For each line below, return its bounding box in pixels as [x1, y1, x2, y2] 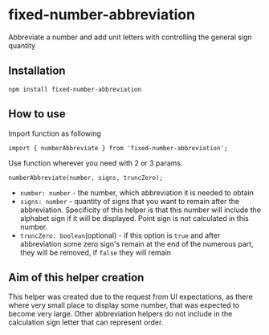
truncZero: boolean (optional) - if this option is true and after [19, 231, 221, 240]
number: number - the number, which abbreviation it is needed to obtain [19, 187, 255, 198]
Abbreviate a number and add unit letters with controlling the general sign [8, 32, 252, 42]
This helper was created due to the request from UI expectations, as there [8, 292, 253, 302]
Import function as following [8, 129, 102, 138]
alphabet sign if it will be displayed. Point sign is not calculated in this [19, 213, 249, 223]
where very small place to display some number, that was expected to [8, 300, 239, 310]
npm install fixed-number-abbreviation [8, 85, 142, 93]
